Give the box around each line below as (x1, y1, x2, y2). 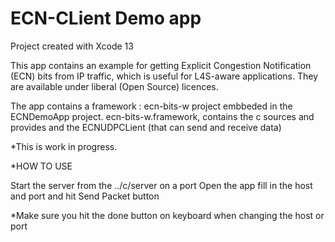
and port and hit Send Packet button (10, 190, 160, 202)
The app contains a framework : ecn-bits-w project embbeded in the (10, 100, 293, 112)
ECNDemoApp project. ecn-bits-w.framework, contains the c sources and (10, 110, 315, 122)
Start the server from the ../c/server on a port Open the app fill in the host (10, 179, 313, 191)
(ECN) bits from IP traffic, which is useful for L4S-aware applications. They (10, 70, 319, 82)
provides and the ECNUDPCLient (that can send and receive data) (10, 121, 282, 133)
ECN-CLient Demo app (10, 7, 202, 30)
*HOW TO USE (10, 160, 73, 172)
